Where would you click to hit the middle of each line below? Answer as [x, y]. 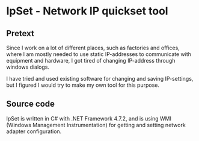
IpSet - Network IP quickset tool [87, 11]
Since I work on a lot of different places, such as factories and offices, [93, 48]
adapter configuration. [34, 131]
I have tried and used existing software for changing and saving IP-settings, [100, 79]
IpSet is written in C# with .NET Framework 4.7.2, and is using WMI [89, 118]
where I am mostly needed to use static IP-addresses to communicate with [99, 54]
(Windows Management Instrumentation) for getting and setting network [96, 125]
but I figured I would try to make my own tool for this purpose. [83, 85]
